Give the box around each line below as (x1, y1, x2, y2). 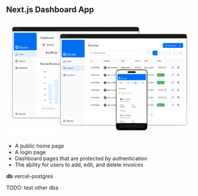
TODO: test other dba (6, 184, 59, 191)
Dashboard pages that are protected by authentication (14, 155, 148, 162)
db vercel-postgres (6, 172, 53, 179)
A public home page (14, 142, 64, 149)
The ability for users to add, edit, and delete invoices (14, 161, 143, 168)
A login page (14, 148, 46, 156)
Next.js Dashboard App (6, 5, 94, 15)
